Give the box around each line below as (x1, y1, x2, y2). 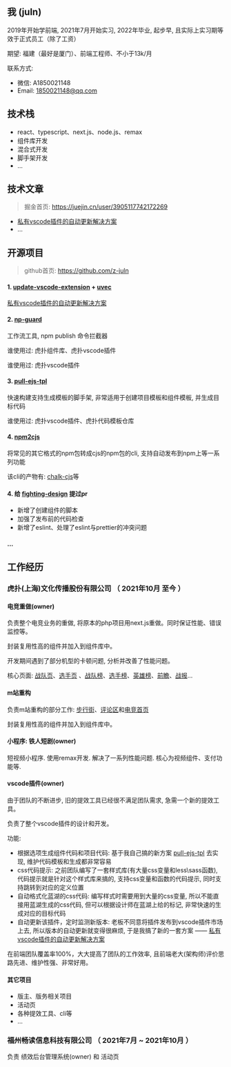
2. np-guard (7, 316, 43, 324)
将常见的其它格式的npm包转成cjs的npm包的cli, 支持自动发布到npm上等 (7, 449, 208, 457)
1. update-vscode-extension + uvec (7, 282, 112, 291)
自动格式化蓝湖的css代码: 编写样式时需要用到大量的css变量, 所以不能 (17, 892, 214, 900)
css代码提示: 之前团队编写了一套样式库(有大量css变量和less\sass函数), (17, 865, 219, 874)
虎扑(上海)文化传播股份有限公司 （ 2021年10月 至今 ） (7, 584, 185, 593)
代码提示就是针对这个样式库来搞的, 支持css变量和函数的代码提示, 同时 (17, 874, 216, 883)
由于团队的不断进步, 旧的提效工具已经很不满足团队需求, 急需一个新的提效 (7, 796, 214, 804)
